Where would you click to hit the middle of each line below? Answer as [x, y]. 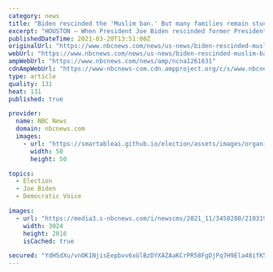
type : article [32, 76]
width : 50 [46, 151]
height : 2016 [45, 233]
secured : [23, 256]
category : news [34, 16]
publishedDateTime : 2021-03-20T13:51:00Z [80, 39]
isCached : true [49, 241]
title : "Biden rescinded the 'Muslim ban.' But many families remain [129, 24]
